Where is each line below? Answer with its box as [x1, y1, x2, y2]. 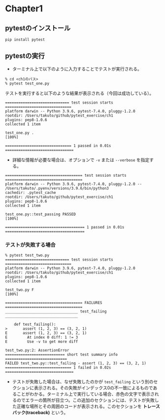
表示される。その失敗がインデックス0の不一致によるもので [33, 385, 153, 391]
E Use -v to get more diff [5, 339, 78, 344]
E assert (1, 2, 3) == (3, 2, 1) [5, 331, 87, 336]
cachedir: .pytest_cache [5, 190, 56, 195]
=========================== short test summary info [5, 352, 118, 357]
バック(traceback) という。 [12, 410, 68, 416]
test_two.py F [5, 287, 34, 293]
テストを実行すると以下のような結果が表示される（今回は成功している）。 [5, 90, 154, 96]
